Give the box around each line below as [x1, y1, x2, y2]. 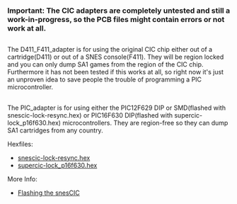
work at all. [7, 23, 47, 33]
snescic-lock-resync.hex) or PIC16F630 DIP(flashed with [7, 110, 173, 119]
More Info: [7, 174, 37, 183]
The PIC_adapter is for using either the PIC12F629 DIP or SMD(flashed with [7, 103, 226, 112]
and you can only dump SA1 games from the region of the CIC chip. [7, 60, 204, 69]
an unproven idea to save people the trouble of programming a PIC [7, 75, 202, 84]
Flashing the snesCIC [17, 188, 80, 197]
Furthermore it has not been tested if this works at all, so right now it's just [7, 68, 224, 76]
